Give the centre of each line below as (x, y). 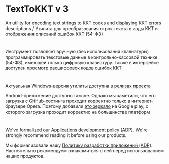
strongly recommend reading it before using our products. (66, 135)
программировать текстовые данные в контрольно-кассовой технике (81, 57)
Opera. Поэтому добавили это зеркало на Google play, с (88, 106)
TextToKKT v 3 (37, 9)
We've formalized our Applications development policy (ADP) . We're (77, 130)
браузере (16, 106)
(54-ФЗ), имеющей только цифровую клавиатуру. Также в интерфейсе (82, 63)
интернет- (143, 101)
